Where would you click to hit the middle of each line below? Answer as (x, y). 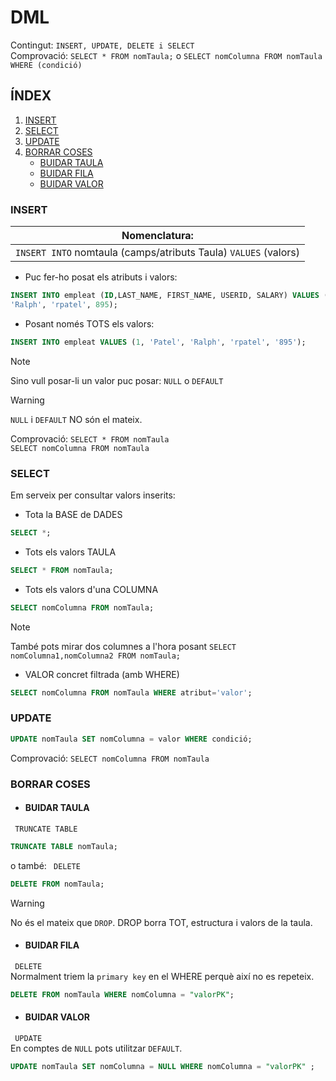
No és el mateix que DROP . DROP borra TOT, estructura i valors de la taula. (161, 922)
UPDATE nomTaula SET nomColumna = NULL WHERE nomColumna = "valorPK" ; (162, 1066)
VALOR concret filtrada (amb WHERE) (102, 674)
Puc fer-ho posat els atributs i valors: (101, 277)
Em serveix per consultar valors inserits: (93, 495)
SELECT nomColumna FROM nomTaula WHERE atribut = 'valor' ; (131, 692)
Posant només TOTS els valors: (89, 323)
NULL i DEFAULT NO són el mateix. (76, 419)
